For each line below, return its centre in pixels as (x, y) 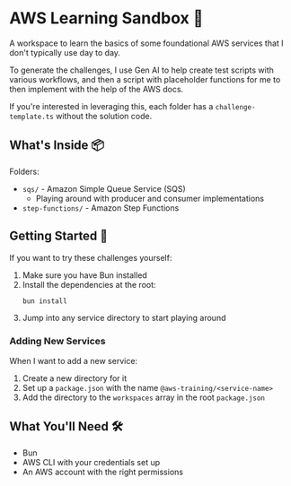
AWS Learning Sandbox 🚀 (106, 18)
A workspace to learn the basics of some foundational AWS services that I (147, 43)
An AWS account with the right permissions (103, 472)
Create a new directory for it (75, 378)
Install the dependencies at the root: (89, 284)
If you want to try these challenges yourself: (91, 257)
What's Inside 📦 (57, 146)
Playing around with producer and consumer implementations (150, 198)
